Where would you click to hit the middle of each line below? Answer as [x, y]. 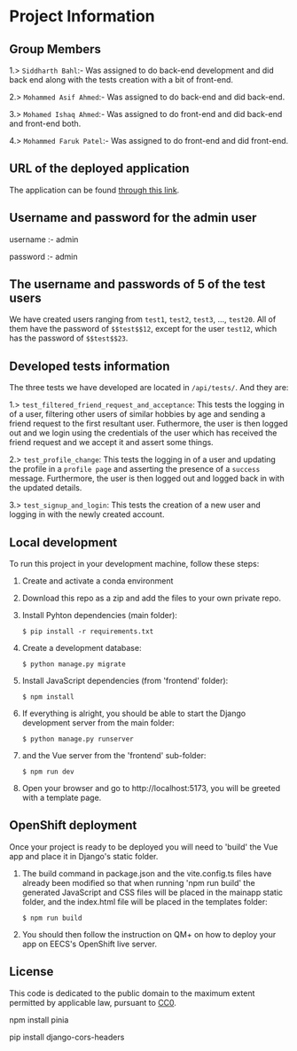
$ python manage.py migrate [74, 664]
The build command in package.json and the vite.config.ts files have [147, 873]
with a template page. [62, 798]
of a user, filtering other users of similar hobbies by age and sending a [137, 414]
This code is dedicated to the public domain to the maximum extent [132, 993]
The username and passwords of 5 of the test [137, 284]
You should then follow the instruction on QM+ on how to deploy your [149, 934]
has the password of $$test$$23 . [69, 338]
